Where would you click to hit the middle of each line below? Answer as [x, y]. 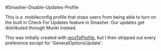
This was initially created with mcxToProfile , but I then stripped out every [80, 38]
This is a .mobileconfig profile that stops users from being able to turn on [81, 17]
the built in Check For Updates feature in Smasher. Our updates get [75, 22]
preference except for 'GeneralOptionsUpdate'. [54, 43]
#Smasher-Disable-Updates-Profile [42, 7]
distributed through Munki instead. [41, 28]
